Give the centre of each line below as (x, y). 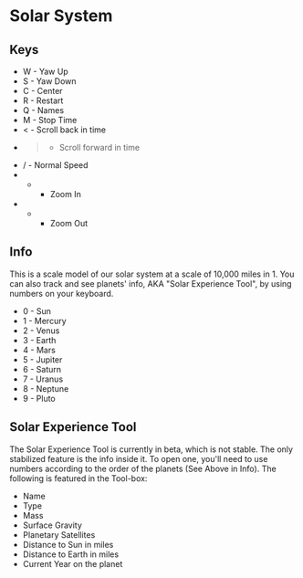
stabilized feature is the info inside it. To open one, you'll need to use (139, 458)
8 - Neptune (46, 388)
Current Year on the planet (73, 563)
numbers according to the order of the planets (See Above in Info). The (143, 468)
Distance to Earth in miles (71, 554)
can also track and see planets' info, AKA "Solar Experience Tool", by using (151, 283)
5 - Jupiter (42, 359)
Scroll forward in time (99, 147)
